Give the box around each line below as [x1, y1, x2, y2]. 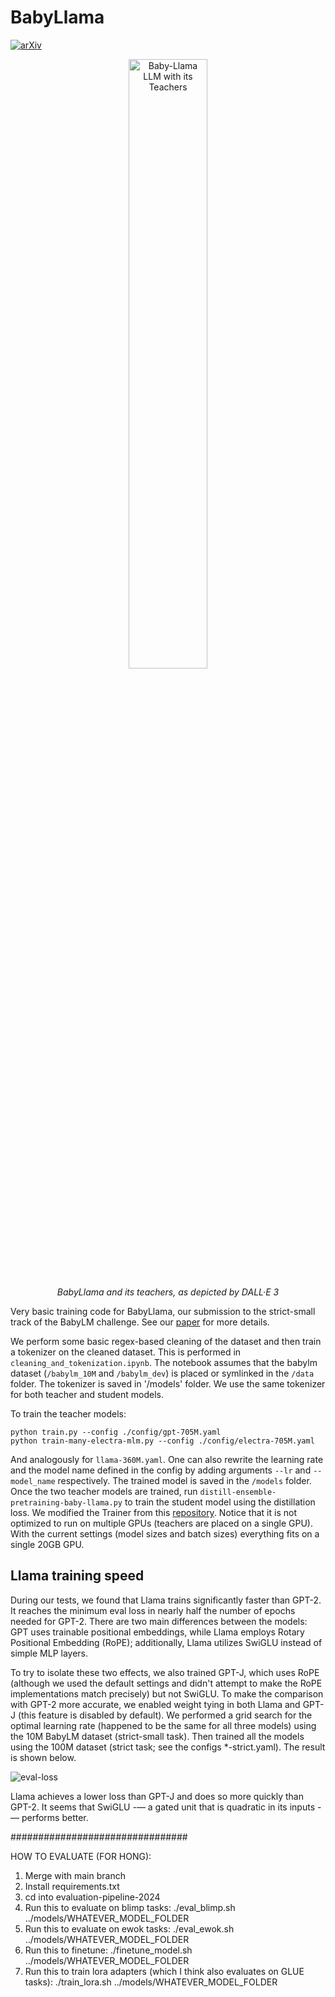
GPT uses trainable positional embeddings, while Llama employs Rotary [10, 1626, 305, 1638]
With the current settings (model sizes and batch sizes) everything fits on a [10, 1527, 320, 1540]
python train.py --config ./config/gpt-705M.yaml [10, 1427, 222, 1437]
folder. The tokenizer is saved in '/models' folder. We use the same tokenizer [10, 1377, 326, 1390]
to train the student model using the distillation [124, 1496, 316, 1508]
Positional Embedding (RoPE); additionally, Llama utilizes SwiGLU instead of [10, 1636, 323, 1648]
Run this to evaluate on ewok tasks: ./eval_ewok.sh [24, 1922, 235, 1935]
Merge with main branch [24, 1869, 126, 1881]
